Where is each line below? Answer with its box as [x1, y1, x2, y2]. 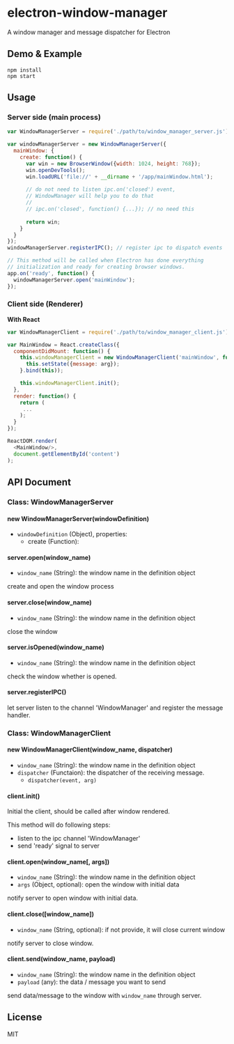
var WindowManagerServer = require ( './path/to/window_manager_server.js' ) [7, 128, 229, 135]
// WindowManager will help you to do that [25, 193, 155, 200]
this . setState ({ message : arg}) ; [25, 361, 120, 368]
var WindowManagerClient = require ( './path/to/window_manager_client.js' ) [7, 329, 229, 336]
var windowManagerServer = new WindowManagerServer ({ [7, 141, 167, 148]
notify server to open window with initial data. [7, 894, 138, 903]
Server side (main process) [7, 113, 101, 123]
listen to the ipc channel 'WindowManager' [17, 834, 141, 843]
